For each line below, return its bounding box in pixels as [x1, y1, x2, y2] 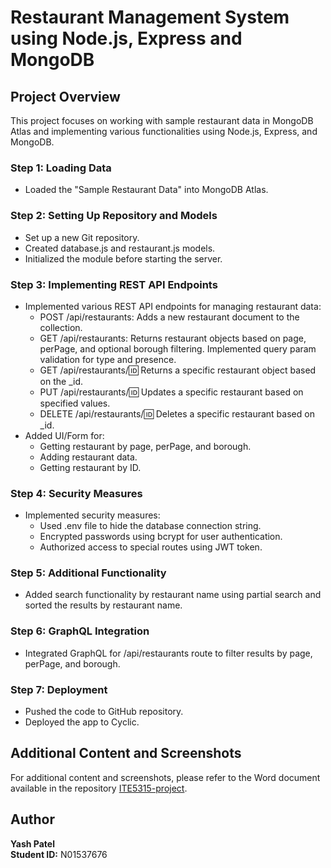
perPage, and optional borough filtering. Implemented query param [39, 342, 317, 355]
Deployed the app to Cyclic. [24, 716, 140, 728]
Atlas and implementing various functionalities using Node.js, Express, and [10, 126, 318, 137]
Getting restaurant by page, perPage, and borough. [39, 440, 252, 452]
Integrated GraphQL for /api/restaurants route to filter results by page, [24, 647, 313, 659]
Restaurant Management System [10, 6, 290, 29]
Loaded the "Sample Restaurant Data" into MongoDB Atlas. [24, 184, 269, 196]
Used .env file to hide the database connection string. [39, 520, 262, 532]
